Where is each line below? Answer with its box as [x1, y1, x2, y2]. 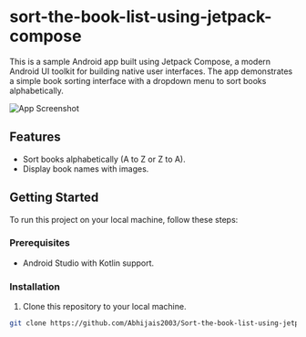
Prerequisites [9, 237, 70, 249]
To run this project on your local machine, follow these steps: [9, 214, 239, 225]
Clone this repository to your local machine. [22, 301, 187, 312]
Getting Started [9, 190, 99, 205]
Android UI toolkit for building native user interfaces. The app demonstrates [9, 66, 293, 77]
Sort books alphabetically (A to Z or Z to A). [22, 153, 187, 164]
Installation [9, 280, 61, 293]
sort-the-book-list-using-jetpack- [9, 6, 272, 27]
